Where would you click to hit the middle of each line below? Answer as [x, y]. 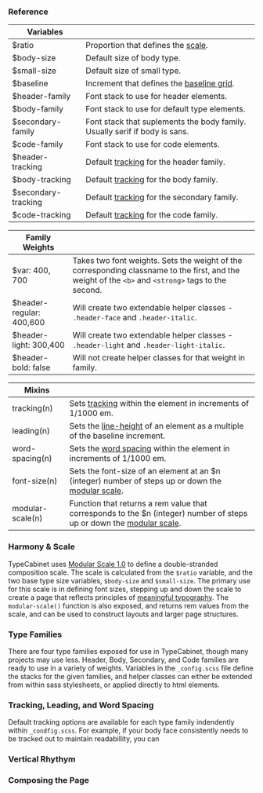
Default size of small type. [133, 71]
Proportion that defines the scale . [147, 46]
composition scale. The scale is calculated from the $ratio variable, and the [130, 572]
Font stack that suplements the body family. [166, 122]
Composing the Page [49, 780]
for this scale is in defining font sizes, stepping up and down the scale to [125, 589]
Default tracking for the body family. [152, 180]
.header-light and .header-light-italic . [149, 345]
